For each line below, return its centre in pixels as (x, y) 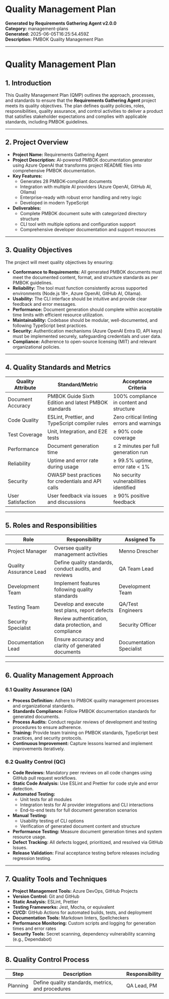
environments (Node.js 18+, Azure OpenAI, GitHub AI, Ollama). (77, 293)
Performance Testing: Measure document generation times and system (87, 832)
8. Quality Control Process (47, 960)
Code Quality (23, 420)
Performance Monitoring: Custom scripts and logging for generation (84, 923)
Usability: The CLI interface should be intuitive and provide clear (80, 299)
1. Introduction (28, 83)
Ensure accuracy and (79, 639)
